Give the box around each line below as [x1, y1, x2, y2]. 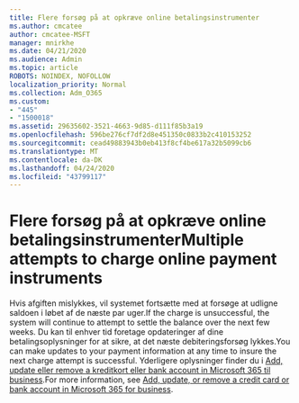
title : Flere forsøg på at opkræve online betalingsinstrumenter [9, 13, 259, 22]
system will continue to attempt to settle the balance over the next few [9, 317, 270, 328]
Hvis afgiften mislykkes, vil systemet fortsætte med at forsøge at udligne [9, 298, 278, 309]
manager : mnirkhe [9, 38, 75, 48]
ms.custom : [9, 96, 50, 106]
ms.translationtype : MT [9, 147, 99, 156]
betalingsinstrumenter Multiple [9, 230, 245, 250]
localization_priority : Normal [9, 80, 127, 89]
